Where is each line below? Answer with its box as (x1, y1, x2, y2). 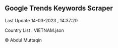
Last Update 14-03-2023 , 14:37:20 (5, 17, 78, 23)
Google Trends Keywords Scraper (5, 4, 113, 13)
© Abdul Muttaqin (5, 37, 42, 43)
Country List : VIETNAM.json (5, 27, 64, 33)
